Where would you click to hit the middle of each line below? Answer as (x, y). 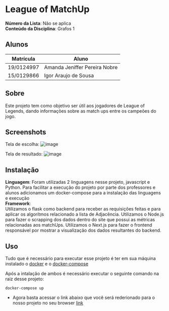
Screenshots (26, 132)
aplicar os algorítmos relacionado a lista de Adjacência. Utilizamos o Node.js (84, 214)
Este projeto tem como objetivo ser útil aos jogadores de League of (75, 106)
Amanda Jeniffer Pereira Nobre (81, 67)
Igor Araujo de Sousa (69, 75)
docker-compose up (24, 288)
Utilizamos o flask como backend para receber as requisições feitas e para (83, 209)
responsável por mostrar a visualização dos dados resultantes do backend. (83, 230)
